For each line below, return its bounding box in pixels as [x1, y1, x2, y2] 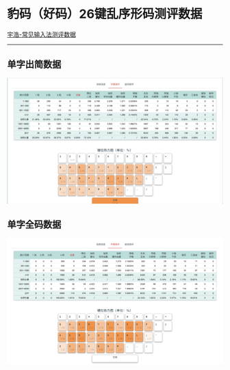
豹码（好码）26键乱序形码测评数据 [7, 6, 203, 22]
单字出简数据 [7, 59, 62, 71]
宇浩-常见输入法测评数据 [7, 30, 77, 38]
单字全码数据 [7, 219, 62, 230]
